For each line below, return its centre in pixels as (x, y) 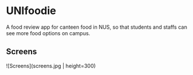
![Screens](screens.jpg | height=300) (51, 66)
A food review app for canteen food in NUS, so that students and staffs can (96, 27)
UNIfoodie (31, 11)
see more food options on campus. (48, 33)
